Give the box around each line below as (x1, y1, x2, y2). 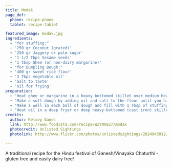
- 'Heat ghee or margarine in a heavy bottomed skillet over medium (10, 93, 159, 98)
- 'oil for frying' (10, 84, 52, 89)
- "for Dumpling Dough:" (10, 65, 63, 70)
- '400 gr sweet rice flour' (10, 69, 72, 75)
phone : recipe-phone (10, 17, 54, 22)
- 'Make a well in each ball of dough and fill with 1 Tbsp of (10, 103, 147, 108)
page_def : (5, 12, 27, 17)
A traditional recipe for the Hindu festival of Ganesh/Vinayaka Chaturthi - (5, 150, 159, 156)
